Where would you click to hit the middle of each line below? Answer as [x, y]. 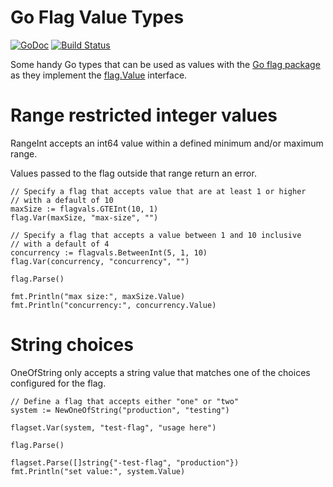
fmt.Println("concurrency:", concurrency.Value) [113, 305]
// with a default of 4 [60, 244]
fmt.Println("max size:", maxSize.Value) [98, 296]
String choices [72, 345]
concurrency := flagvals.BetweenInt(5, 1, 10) [109, 252]
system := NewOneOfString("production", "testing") [120, 410]
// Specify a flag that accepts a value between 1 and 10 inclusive [156, 235]
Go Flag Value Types [97, 17]
